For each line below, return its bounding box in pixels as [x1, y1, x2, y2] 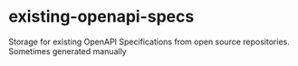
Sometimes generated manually [8, 45, 128, 56]
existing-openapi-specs [8, 6, 195, 27]
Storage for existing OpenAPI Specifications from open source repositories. [8, 36, 291, 47]
